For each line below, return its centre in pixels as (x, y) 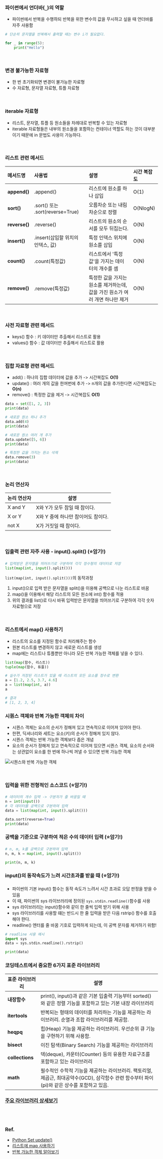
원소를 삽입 (100, 245)
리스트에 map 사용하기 (33, 1146)
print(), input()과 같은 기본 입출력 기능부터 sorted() (96, 996)
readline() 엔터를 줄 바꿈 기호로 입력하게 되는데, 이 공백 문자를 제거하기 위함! (84, 925)
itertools (17, 1015)
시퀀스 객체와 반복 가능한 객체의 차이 (45, 716)
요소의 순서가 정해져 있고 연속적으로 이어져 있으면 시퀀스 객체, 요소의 (77, 745)
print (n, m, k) (20, 862)
